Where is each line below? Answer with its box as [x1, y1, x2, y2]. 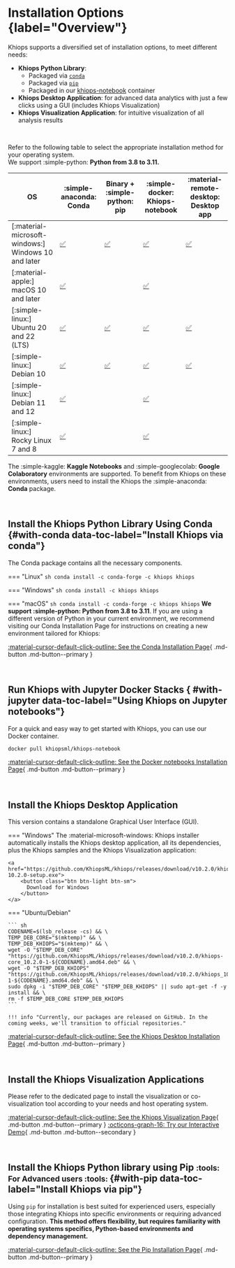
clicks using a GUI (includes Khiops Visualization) [17, 101, 160, 109]
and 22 [11, 331, 36, 341]
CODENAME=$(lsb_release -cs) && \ [8, 928, 109, 935]
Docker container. [8, 732, 59, 740]
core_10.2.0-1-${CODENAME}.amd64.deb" [8, 959, 121, 966]
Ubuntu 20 [11, 322, 47, 332]
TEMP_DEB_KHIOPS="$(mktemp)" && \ [8, 941, 109, 948]
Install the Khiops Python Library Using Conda [8, 518, 213, 530]
